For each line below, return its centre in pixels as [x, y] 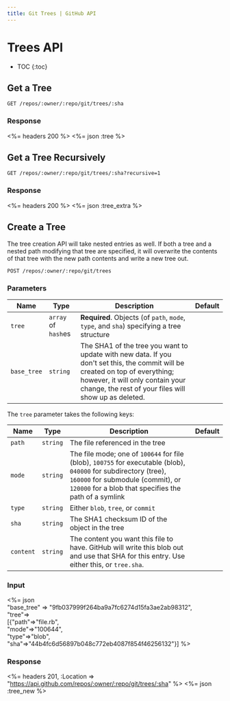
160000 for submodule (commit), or [125, 479]
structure [95, 334]
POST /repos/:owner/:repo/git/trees [59, 271]
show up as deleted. [113, 397]
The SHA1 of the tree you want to [134, 345]
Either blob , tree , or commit [112, 507]
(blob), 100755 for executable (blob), [128, 462]
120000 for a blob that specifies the [125, 488]
